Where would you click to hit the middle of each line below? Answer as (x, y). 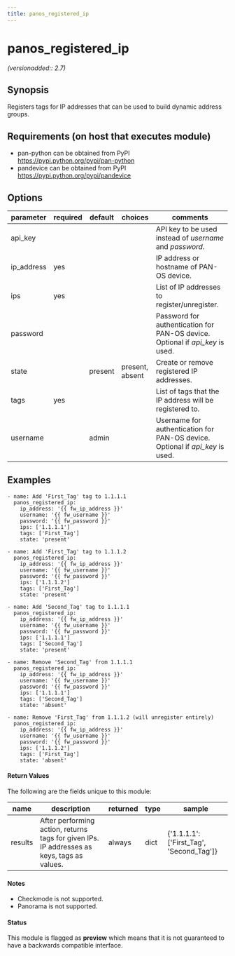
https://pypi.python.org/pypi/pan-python (76, 161)
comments (190, 217)
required (68, 217)
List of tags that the (187, 391)
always (120, 842)
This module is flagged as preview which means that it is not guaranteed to (116, 938)
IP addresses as (66, 847)
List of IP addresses (188, 287)
